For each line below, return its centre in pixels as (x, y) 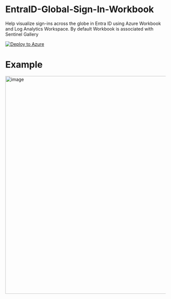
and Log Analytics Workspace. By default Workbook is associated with (79, 28)
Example (24, 65)
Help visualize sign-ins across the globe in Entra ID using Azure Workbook (83, 23)
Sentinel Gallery (22, 34)
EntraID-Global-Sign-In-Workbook (80, 9)
